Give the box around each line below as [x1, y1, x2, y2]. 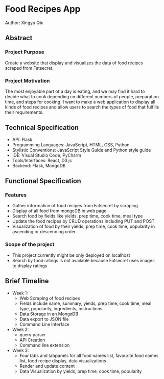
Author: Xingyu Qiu [5, 20, 44, 26]
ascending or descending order [12, 229, 76, 235]
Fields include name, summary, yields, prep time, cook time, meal [19, 300, 152, 306]
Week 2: [12, 326, 29, 332]
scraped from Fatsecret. [5, 65, 54, 71]
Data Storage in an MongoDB [19, 311, 78, 317]
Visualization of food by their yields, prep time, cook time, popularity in [12, 223, 155, 229]
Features [5, 191, 27, 198]
